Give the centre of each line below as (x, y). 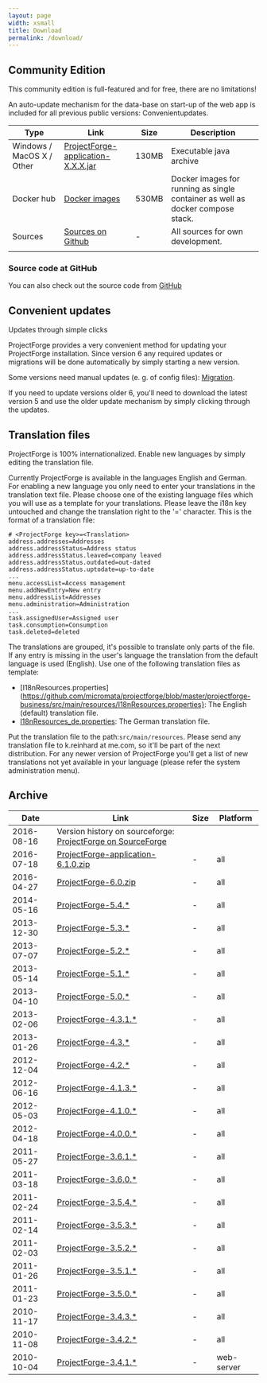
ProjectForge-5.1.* (93, 973)
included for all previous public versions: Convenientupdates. (108, 113)
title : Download (35, 30)
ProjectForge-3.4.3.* (97, 1316)
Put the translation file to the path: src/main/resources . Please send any (125, 736)
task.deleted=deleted (44, 632)
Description (213, 133)
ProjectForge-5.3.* (93, 927)
